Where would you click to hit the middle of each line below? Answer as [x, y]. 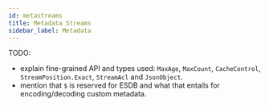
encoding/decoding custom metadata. [83, 94]
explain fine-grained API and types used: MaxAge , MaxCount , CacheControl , [140, 69]
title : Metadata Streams [50, 23]
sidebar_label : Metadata [50, 30]
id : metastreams [35, 16]
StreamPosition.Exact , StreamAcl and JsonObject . [101, 77]
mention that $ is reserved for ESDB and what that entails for [120, 85]
